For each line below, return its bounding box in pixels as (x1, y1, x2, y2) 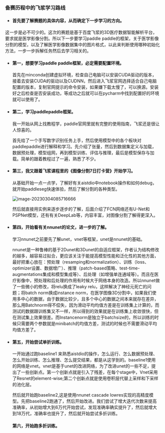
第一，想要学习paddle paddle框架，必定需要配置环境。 (12, 60, 124, 66)
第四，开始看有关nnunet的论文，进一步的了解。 (12, 224, 110, 230)
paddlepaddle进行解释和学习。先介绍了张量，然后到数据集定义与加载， (12, 143, 157, 149)
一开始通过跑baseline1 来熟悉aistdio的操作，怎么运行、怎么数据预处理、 (12, 351, 158, 357)
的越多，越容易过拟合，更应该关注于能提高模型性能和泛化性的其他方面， (12, 253, 159, 259)
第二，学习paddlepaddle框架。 (12, 108, 76, 114)
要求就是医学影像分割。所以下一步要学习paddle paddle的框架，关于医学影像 (5, 35, 159, 41)
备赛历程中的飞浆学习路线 (5, 4, 66, 11)
